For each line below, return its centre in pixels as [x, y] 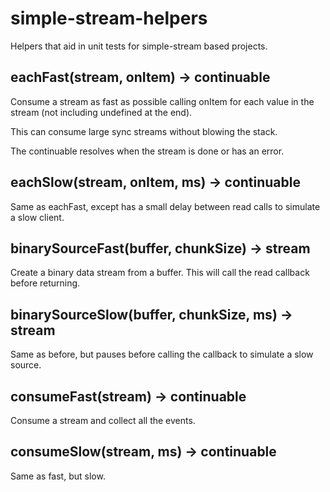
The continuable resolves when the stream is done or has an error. [147, 151]
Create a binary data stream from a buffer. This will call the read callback [160, 273]
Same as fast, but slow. [58, 476]
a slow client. [37, 217]
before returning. [45, 283]
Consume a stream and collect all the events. [103, 420]
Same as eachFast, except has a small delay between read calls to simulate [165, 206]
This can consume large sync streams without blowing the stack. [144, 131]
